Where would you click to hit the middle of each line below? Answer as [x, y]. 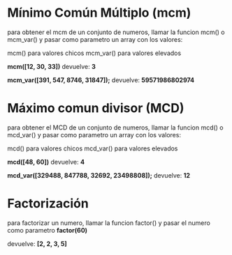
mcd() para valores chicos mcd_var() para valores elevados [93, 148]
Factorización [48, 204]
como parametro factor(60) [48, 230]
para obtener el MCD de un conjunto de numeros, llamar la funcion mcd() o [115, 127]
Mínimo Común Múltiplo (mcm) [99, 13]
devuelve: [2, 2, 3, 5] [37, 244]
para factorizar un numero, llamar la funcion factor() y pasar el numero [109, 223]
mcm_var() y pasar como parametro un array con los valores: [95, 39]
